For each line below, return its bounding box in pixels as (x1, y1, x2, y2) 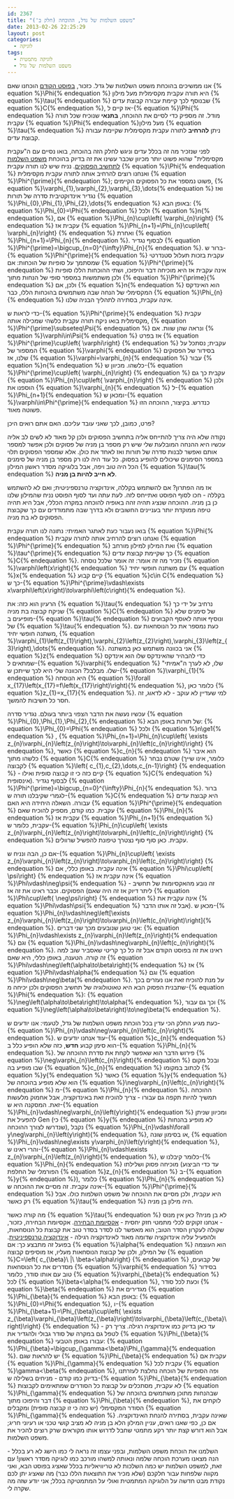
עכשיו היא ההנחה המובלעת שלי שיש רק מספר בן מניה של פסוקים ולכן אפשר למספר (7, 440, 226, 448)
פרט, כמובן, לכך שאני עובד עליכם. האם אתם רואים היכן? (7, 419, 155, 427)
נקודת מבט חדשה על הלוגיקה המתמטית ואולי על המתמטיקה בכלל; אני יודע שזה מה (7, 1476, 226, 1485)
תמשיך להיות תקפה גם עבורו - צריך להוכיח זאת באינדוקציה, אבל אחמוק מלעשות (7, 1093, 217, 1101)
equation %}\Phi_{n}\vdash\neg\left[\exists (7, 908, 131, 917)
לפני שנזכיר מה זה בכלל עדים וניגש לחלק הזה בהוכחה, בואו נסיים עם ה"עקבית (7, 147, 210, 155)
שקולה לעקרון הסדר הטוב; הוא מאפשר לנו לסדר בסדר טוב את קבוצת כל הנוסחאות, (7, 1225, 225, 1233)
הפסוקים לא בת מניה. (7, 513, 64, 521)
